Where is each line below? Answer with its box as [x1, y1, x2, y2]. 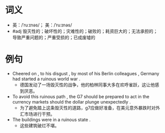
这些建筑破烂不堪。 [19, 123, 60, 129]
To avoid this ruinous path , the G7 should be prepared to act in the [12, 93, 150, 100]
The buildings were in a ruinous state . [12, 117, 91, 123]
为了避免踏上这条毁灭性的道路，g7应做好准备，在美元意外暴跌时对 [19, 105, 156, 111]
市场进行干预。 [24, 111, 55, 117]
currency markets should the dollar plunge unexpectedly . [12, 99, 131, 105]
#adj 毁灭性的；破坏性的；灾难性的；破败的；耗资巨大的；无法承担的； [12, 28, 158, 34]
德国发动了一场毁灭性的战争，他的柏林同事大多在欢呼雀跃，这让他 [19, 82, 155, 88]
